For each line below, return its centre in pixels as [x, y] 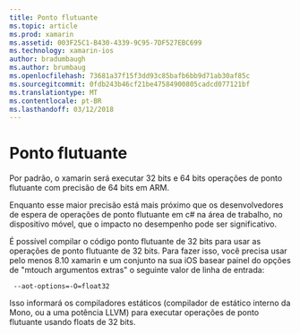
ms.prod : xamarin [42, 34]
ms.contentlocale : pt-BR [56, 101]
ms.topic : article [43, 26]
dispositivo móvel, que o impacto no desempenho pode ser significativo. [143, 224]
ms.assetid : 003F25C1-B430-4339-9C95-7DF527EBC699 [106, 43]
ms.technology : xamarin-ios [62, 51]
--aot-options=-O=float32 [61, 287]
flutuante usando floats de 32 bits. [73, 322]
